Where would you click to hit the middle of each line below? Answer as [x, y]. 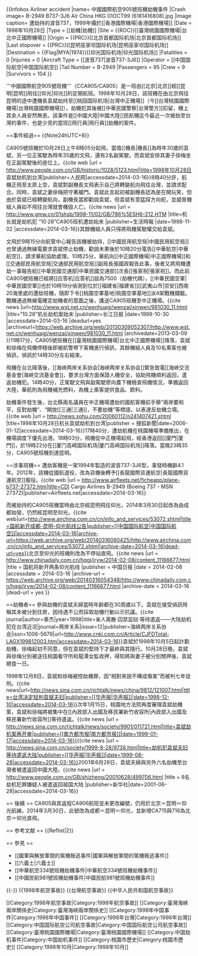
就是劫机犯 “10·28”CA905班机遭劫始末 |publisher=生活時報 [82, 221]
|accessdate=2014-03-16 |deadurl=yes [54, 321]
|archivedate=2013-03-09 [156, 333]
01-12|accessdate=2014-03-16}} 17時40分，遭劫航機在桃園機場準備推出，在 [98, 431]
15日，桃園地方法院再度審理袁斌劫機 [138, 704]
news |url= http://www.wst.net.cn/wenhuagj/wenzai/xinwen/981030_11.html [97, 307]
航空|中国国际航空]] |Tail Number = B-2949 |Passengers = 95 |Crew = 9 [98, 67]
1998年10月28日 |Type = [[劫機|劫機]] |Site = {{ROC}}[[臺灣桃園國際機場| [94, 30]
